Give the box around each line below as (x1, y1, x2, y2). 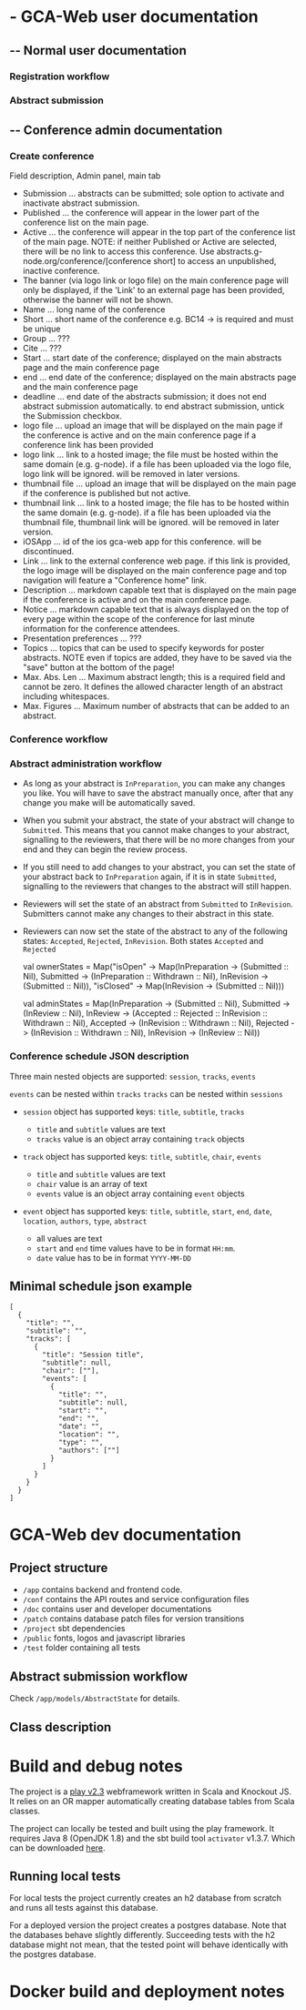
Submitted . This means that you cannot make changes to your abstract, (22, 825, 290, 836)
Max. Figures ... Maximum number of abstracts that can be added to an (22, 701, 290, 712)
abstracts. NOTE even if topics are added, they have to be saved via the (22, 653, 292, 664)
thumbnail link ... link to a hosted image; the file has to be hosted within (22, 498, 290, 509)
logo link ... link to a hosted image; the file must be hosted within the (22, 449, 279, 461)
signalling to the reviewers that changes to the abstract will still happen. (22, 881, 291, 892)
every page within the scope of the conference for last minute (22, 614, 255, 624)
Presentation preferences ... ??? (22, 633, 143, 644)
